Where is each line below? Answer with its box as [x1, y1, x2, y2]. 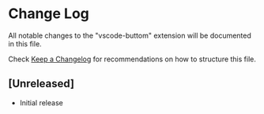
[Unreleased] [8, 77, 75, 90]
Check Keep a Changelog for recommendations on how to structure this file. [8, 54, 257, 64]
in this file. [8, 39, 42, 48]
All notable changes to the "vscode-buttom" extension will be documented [8, 31, 251, 40]
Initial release [19, 97, 63, 107]
